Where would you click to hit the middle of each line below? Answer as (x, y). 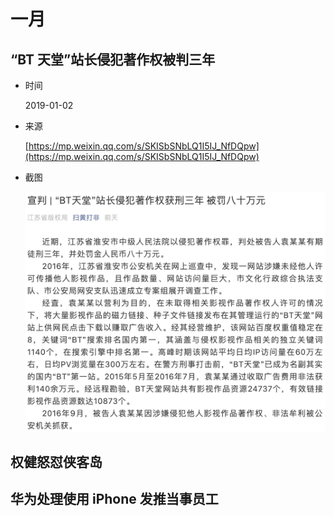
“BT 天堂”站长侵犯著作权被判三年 (113, 59)
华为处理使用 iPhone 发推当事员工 (114, 499)
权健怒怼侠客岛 (56, 461)
